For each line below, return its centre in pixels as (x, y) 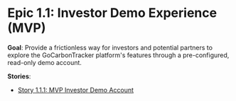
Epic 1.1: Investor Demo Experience (112, 13)
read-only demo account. (44, 62)
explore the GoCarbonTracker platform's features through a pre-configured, (118, 55)
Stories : (19, 76)
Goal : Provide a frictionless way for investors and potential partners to (110, 47)
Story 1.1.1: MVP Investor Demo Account (75, 90)
